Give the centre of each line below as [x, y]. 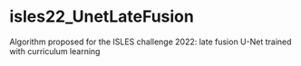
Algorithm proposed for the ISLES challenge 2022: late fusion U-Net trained [150, 42]
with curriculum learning [55, 51]
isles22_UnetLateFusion [102, 17]
